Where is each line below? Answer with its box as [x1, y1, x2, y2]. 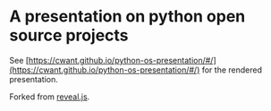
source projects [9, 25, 129, 46]
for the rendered [201, 64, 262, 75]
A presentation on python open [9, 6, 246, 27]
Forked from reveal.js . [9, 91, 90, 102]
